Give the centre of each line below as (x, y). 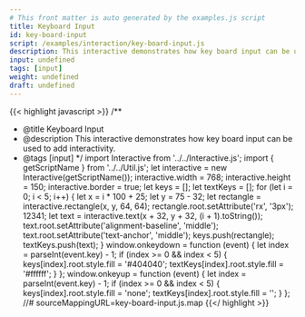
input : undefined (42, 60)
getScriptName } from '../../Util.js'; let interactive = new (125, 167)
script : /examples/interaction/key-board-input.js (107, 43)
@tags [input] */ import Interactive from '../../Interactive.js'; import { (148, 158)
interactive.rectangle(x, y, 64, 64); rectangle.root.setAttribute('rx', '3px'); (158, 206)
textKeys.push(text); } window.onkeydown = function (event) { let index (156, 244)
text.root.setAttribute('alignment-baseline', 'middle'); (121, 225)
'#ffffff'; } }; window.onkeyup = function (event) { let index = (134, 273)
